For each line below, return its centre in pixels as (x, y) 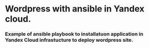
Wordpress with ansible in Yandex (75, 9)
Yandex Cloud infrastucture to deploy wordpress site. (69, 40)
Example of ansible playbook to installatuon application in (74, 34)
